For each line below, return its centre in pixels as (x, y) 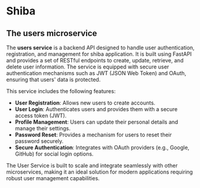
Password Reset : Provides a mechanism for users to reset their (93, 135)
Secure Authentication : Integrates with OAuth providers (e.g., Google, (102, 147)
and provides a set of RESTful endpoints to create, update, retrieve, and (95, 60)
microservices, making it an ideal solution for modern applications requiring (100, 172)
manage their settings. (43, 128)
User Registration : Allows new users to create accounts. (85, 103)
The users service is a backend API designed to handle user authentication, (101, 47)
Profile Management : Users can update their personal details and (96, 122)
